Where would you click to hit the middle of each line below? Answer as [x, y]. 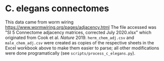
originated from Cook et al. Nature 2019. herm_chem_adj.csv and [70, 38]
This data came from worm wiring [39, 22]
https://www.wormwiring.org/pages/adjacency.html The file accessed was [81, 27]
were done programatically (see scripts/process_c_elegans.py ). [70, 53]
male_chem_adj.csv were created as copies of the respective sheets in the [80, 42]
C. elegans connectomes [57, 9]
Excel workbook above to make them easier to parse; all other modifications [82, 48]
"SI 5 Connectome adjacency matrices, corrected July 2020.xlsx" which [78, 32]
